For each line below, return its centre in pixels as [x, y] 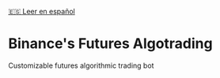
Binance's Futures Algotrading [110, 44]
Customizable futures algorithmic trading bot [81, 65]
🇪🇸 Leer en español [42, 11]
